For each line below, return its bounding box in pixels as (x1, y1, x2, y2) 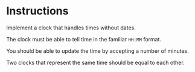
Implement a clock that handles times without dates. (6, 24, 136, 31)
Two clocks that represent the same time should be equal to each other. (6, 59, 185, 66)
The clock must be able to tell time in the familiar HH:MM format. (6, 35, 162, 43)
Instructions (6, 4, 69, 18)
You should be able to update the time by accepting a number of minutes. (6, 47, 189, 55)
